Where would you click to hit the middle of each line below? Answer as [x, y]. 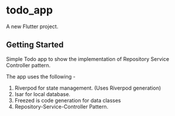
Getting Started [35, 45]
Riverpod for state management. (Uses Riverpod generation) [88, 88]
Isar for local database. [42, 94]
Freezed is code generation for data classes [68, 100]
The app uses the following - [41, 76]
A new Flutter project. [32, 26]
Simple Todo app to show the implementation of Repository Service [87, 59]
